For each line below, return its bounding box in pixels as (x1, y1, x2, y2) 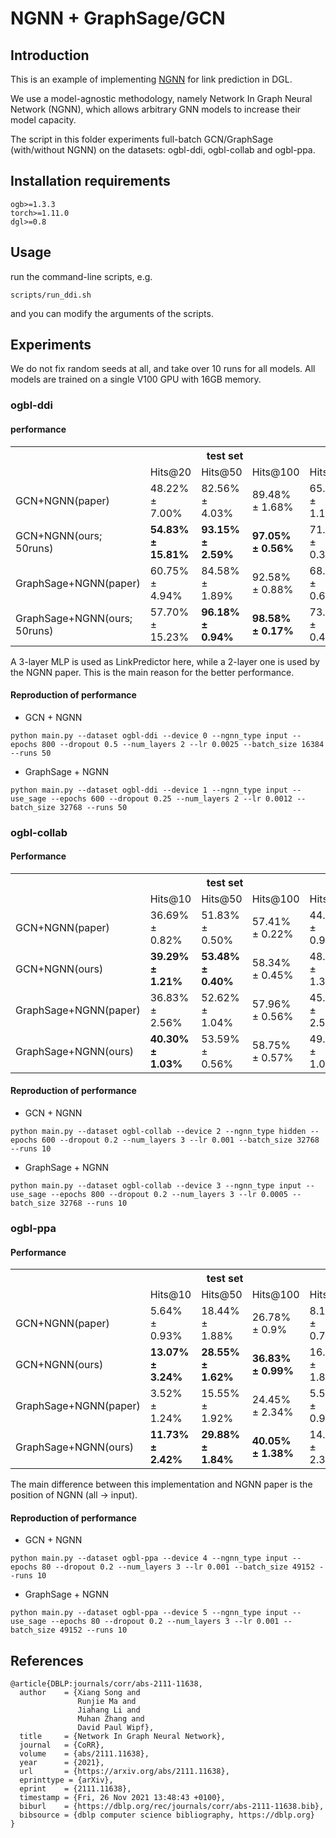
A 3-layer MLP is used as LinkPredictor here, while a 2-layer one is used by (10, 655, 320, 667)
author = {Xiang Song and (19, 1688, 141, 1698)
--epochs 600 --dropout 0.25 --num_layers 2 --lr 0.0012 (50, 793, 293, 804)
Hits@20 (149, 465, 192, 479)
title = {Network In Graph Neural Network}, (19, 1732, 226, 1742)
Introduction (10, 47, 90, 64)
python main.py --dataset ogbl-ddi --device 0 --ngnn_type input (10, 730, 288, 741)
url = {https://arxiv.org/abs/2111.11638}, (19, 1767, 230, 1777)
